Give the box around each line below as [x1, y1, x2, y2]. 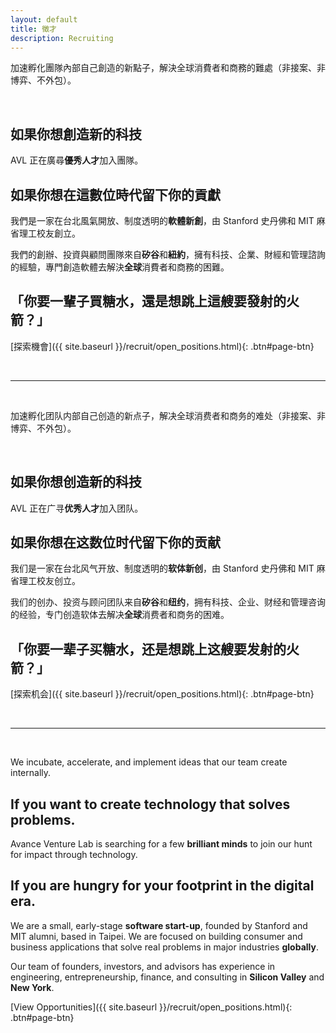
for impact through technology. [10, 849, 138, 861]
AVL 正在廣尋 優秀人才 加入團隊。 [10, 154, 144, 166]
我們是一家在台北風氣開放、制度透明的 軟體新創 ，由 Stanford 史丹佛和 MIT [10, 215, 315, 226]
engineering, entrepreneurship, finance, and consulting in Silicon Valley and [10, 971, 325, 983]
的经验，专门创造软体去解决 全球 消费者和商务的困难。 [10, 609, 230, 621]
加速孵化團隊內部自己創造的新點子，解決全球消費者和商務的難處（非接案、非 [10, 62, 326, 74]
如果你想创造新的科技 [10, 474, 142, 491]
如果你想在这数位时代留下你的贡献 [10, 534, 221, 551]
